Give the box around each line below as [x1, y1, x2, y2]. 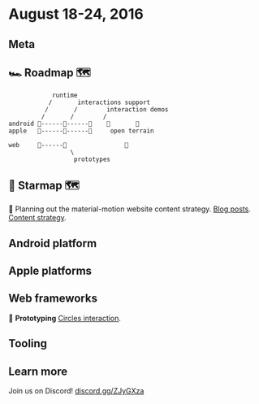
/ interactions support [48, 98, 151, 106]
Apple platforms [8, 263, 92, 277]
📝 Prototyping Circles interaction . [8, 313, 122, 323]
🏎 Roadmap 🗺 [8, 66, 91, 80]
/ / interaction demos [44, 106, 169, 114]
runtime [51, 91, 79, 100]
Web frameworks [8, 292, 97, 306]
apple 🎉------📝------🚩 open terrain [8, 127, 154, 135]
